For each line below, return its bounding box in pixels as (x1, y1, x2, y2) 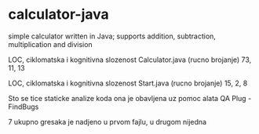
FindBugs (8, 102, 39, 111)
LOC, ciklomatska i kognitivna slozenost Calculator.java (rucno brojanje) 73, (8, 55, 252, 64)
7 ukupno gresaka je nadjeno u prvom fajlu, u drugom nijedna (8, 117, 206, 126)
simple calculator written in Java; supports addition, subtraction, (8, 31, 216, 41)
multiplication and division (8, 39, 93, 49)
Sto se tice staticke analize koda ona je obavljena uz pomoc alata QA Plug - (8, 93, 252, 103)
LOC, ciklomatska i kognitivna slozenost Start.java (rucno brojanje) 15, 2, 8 (8, 78, 248, 88)
